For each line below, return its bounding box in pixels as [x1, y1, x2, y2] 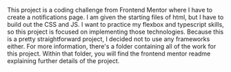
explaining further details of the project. [7, 57, 120, 64]
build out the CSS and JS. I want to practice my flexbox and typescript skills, [7, 21, 224, 28]
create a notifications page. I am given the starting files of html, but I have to [7, 13, 224, 21]
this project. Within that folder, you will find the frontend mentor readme [7, 49, 211, 58]
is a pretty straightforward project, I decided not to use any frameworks [7, 35, 210, 43]
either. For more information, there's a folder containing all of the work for [7, 43, 217, 50]
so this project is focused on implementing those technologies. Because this [7, 27, 224, 36]
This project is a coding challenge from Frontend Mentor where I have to [7, 6, 212, 14]
